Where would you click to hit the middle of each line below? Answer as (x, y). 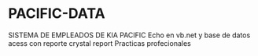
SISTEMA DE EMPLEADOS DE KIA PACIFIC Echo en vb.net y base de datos (129, 35)
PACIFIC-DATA (57, 14)
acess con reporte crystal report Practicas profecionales (100, 43)
